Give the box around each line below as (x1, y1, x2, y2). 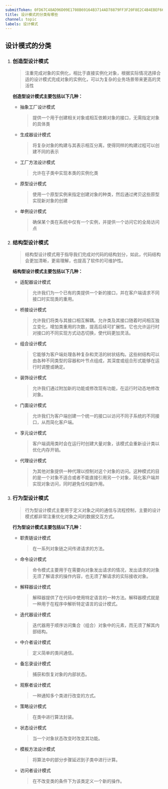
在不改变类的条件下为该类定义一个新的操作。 (32, 778, 125, 784)
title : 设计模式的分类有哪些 (5, 12, 58, 17)
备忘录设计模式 (19, 660, 51, 666)
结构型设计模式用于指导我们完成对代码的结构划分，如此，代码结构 (24, 251, 161, 257)
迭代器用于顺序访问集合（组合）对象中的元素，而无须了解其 (32, 622, 155, 628)
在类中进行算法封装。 (32, 714, 76, 720)
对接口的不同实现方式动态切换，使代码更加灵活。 (32, 330, 133, 336)
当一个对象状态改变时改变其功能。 (32, 735, 103, 741)
